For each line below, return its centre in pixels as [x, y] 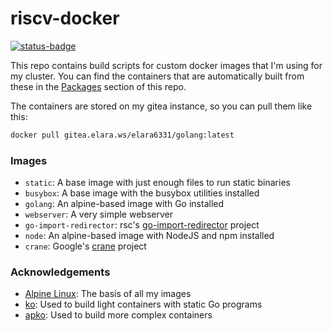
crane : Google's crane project [85, 246]
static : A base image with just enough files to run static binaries [157, 183]
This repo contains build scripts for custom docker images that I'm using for [166, 65]
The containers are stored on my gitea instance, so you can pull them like [161, 106]
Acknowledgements [60, 272]
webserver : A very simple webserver [98, 214]
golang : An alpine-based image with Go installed [124, 204]
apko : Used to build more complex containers [118, 315]
